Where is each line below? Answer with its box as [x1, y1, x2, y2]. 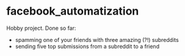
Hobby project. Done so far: [6, 24, 76, 32]
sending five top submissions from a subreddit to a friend [15, 43, 160, 50]
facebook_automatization [6, 4, 139, 18]
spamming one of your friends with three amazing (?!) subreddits [15, 36, 179, 43]
